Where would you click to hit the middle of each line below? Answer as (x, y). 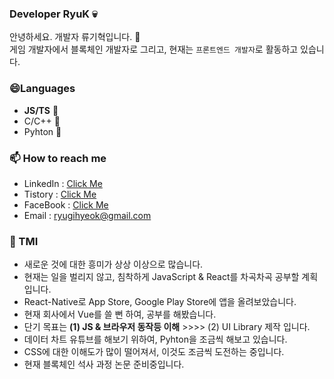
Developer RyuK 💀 (53, 14)
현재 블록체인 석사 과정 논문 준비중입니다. (104, 364)
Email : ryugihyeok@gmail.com (87, 215)
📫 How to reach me (58, 158)
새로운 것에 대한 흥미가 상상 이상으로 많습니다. (113, 264)
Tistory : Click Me (60, 194)
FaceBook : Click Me (66, 204)
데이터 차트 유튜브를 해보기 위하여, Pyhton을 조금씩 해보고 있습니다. (155, 339)
